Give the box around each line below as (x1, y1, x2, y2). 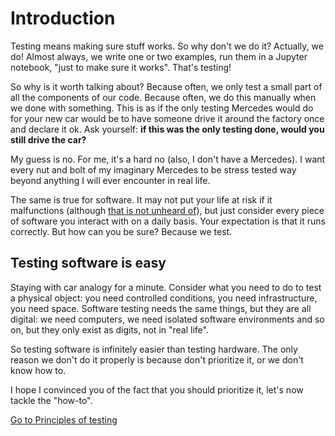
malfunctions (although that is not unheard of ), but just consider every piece (10, 204, 325, 216)
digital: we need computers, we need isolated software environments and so (10, 313, 325, 325)
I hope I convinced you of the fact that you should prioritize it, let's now (10, 383, 304, 396)
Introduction (10, 7, 116, 30)
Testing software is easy (10, 255, 167, 272)
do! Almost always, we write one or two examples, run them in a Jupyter (10, 50, 308, 62)
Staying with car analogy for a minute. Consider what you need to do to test (10, 281, 322, 293)
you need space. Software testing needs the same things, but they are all (10, 302, 312, 314)
